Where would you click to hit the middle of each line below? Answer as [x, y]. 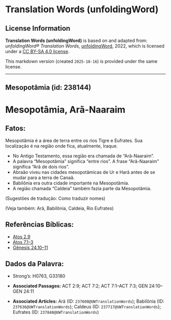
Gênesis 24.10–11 [30, 248]
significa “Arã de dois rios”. [41, 167]
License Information [38, 28]
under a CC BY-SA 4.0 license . [37, 51]
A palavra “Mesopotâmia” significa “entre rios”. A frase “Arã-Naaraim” [86, 162]
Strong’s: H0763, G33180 [39, 276]
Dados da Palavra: [35, 264]
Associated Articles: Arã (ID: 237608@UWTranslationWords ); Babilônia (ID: [88, 301]
